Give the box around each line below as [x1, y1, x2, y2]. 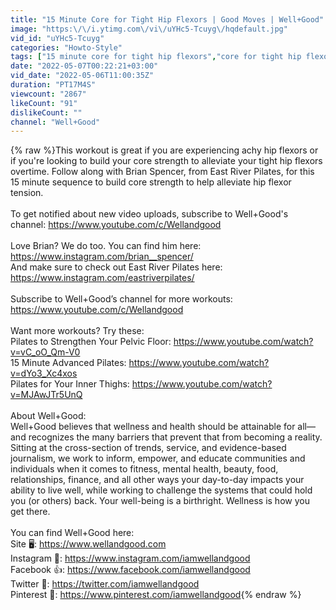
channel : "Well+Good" [10, 117, 101, 127]
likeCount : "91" [10, 98, 78, 108]
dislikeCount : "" [10, 107, 83, 118]
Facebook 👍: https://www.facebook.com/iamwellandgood [10, 564, 251, 576]
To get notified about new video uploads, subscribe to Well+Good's [10, 208, 289, 220]
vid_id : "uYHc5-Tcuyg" [10, 33, 105, 43]
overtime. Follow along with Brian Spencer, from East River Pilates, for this [10, 166, 315, 178]
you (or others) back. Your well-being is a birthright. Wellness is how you [10, 495, 310, 507]
